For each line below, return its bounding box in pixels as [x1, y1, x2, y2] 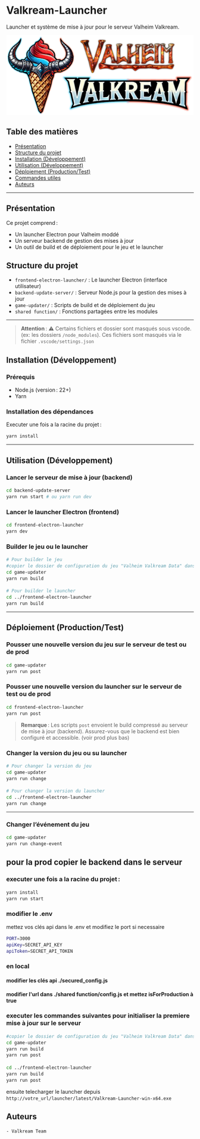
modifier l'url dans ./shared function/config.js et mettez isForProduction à [6, 990, 193, 997]
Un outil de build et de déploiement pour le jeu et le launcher [14, 243, 164, 251]
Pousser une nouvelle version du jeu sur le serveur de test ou [6, 640, 187, 649]
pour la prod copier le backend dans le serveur [6, 858, 183, 868]
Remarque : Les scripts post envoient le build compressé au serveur [20, 721, 189, 728]
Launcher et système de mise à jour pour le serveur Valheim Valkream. [6, 23, 180, 30]
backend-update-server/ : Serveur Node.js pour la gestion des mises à [14, 289, 187, 296]
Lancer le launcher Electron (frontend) [6, 508, 120, 516]
